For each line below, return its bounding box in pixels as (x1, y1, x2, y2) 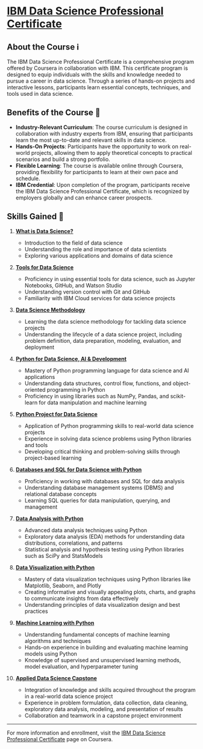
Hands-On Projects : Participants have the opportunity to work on (15, 143, 178, 150)
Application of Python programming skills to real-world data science (24, 422, 194, 429)
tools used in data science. (7, 90, 74, 97)
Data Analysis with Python (15, 515, 84, 522)
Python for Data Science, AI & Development (15, 355, 127, 362)
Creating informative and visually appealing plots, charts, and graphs (24, 588, 196, 595)
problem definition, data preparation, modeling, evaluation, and (24, 337, 181, 344)
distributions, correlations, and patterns (24, 539, 123, 547)
